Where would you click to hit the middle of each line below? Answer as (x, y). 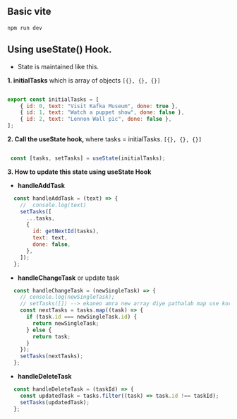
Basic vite (29, 12)
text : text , (50, 238)
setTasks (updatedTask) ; (55, 402)
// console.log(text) (53, 205)
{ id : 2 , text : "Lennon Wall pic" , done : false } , (96, 119)
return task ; (52, 336)
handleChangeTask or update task (68, 278)
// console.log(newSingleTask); (67, 297)
